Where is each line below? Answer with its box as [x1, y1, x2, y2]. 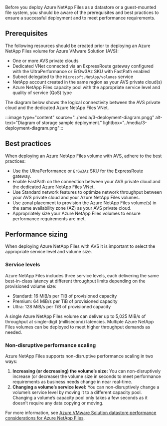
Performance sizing [5, 230, 68, 239]
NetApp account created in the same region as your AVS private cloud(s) [12, 79, 163, 85]
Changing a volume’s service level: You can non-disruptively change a [12, 384, 160, 390]
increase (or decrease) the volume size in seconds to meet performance [12, 373, 161, 379]
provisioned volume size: [5, 283, 56, 289]
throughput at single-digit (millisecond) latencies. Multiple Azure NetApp [5, 318, 154, 324]
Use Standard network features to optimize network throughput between [12, 189, 162, 195]
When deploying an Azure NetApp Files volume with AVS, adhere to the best [5, 153, 162, 159]
